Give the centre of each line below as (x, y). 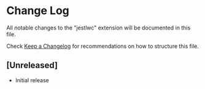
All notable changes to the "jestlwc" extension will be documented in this (99, 28)
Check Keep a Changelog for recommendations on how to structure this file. (103, 46)
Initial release (32, 80)
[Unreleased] (32, 65)
